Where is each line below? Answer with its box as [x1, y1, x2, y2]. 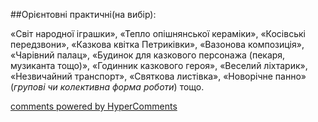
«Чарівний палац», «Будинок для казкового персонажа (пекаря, [10, 49, 286, 61]
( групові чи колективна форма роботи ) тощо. [10, 81, 205, 93]
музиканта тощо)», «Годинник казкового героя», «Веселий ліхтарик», [10, 60, 308, 71]
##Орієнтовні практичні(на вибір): [10, 9, 157, 20]
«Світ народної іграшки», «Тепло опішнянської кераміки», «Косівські [10, 28, 306, 39]
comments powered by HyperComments [10, 100, 178, 112]
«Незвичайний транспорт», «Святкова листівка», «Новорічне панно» [10, 70, 307, 82]
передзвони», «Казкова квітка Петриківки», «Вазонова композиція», [10, 39, 305, 50]
